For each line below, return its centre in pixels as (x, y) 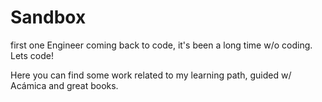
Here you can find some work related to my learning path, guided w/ (151, 75)
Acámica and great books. (64, 85)
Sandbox (48, 17)
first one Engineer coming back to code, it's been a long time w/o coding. (161, 45)
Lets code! (32, 55)
